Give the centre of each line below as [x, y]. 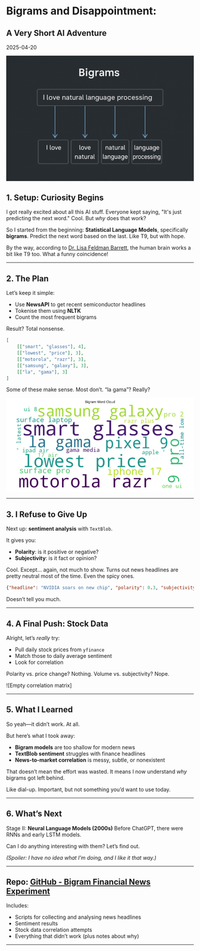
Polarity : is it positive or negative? [57, 552]
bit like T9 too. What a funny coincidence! [57, 254]
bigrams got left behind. [35, 778]
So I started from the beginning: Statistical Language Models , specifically [97, 230]
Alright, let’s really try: [33, 638]
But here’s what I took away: [41, 735]
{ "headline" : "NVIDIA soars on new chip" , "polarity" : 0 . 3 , [82, 588]
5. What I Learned [40, 710]
